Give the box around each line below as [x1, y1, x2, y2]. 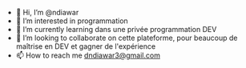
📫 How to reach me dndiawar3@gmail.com [15, 50, 160, 60]
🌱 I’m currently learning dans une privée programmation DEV [15, 25, 217, 34]
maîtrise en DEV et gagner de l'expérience [15, 42, 156, 51]
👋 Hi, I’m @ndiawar [15, 8, 79, 17]
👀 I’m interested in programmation [15, 16, 128, 26]
